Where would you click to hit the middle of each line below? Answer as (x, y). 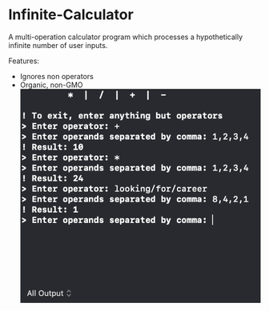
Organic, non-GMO (51, 85)
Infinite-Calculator (71, 15)
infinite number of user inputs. (58, 45)
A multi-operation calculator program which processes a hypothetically (126, 37)
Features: (24, 61)
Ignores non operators (56, 76)
